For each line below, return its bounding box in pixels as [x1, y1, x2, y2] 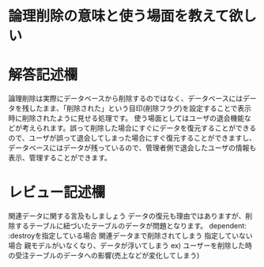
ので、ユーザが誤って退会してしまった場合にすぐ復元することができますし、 [8, 133, 257, 143]
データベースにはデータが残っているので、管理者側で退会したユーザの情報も [8, 143, 257, 152]
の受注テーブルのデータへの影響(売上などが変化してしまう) [8, 250, 200, 261]
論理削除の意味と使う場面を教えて [8, 7, 229, 25]
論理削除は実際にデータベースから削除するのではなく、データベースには [8, 94, 243, 103]
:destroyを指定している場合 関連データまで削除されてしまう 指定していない [8, 231, 253, 241]
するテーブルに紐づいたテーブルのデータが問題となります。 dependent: [14, 221, 247, 231]
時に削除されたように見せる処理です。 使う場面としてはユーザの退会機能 [8, 114, 245, 123]
